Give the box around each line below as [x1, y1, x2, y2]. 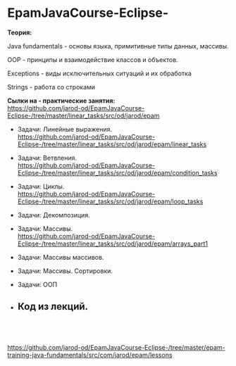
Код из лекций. [17, 301, 89, 313]
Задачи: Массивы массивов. [17, 253, 104, 261]
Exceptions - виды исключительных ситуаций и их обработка [7, 69, 192, 77]
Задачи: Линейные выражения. [17, 125, 113, 133]
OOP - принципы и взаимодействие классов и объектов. [7, 55, 178, 64]
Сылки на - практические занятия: [7, 96, 116, 105]
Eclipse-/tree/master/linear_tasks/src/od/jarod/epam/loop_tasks [17, 197, 204, 206]
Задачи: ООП [17, 280, 58, 289]
